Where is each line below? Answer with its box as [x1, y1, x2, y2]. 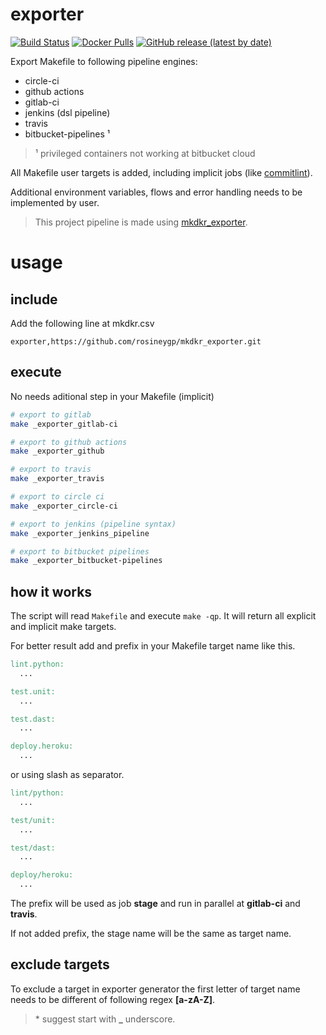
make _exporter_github [10, 446, 105, 457]
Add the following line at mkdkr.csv [10, 317, 155, 329]
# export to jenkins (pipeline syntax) [10, 519, 177, 529]
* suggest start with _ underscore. [34, 1013, 176, 1025]
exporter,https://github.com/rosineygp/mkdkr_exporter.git [10, 336, 262, 347]
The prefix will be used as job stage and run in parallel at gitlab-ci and [10, 898, 301, 910]
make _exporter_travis [10, 474, 105, 484]
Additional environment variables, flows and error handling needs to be [10, 186, 303, 198]
